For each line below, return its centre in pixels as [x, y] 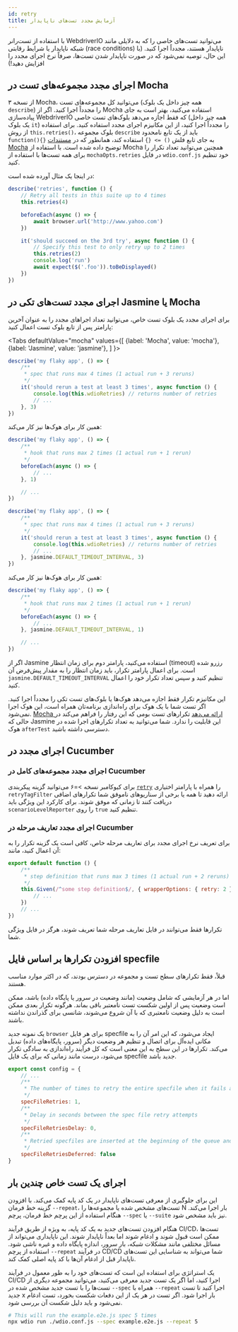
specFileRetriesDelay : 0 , [59, 1128]
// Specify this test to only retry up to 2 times [109, 247]
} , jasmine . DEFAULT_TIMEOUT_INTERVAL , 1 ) [82, 630]
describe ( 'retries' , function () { [60, 189]
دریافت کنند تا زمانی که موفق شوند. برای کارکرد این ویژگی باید [90, 801]
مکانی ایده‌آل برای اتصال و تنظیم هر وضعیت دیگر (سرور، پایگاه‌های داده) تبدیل [109, 1041]
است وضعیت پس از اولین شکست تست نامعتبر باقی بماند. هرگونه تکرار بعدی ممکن [117, 1005]
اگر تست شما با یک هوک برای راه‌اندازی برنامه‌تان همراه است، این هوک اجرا [107, 706]
